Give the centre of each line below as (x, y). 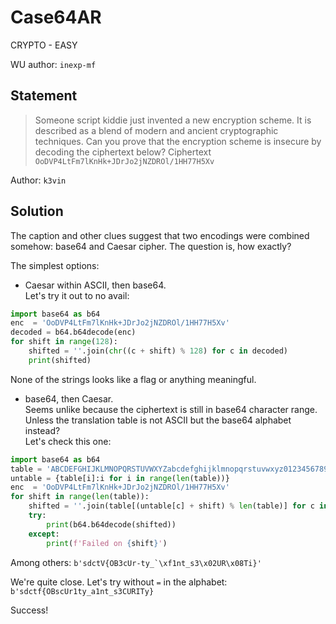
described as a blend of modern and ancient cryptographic (156, 130)
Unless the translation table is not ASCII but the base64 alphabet (158, 420)
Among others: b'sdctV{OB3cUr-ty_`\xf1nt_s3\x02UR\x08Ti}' (136, 562)
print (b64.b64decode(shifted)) (111, 524)
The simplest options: (55, 265)
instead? (42, 430)
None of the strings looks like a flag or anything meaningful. (133, 379)
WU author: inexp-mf (53, 64)
